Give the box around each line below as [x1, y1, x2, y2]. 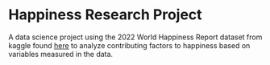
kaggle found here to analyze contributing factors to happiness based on [8, 40, 251, 50]
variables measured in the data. [8, 49, 114, 59]
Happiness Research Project [8, 6, 203, 24]
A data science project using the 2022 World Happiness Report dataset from [8, 32, 263, 42]
